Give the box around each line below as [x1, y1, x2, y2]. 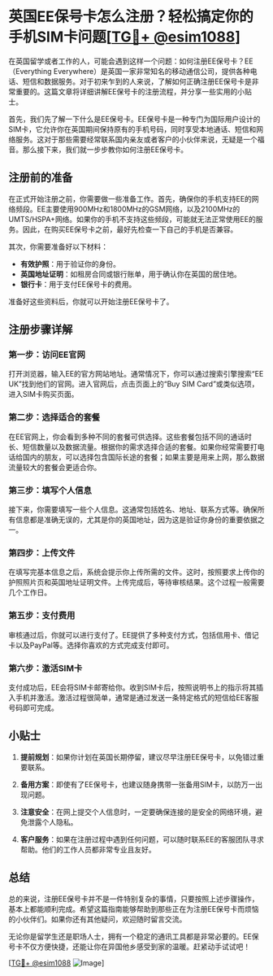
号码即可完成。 [8, 703, 58, 712]
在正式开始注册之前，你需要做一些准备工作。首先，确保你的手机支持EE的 [8, 194, 252, 203]
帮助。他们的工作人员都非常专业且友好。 [19, 844, 156, 854]
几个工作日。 [8, 587, 51, 598]
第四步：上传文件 [8, 547, 76, 558]
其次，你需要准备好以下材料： [8, 242, 108, 251]
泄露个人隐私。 [27, 817, 78, 826]
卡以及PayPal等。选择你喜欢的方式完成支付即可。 [8, 640, 174, 650]
